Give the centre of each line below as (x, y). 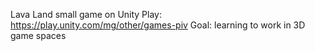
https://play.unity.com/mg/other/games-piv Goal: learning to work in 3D (158, 25)
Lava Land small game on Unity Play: (86, 14)
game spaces (38, 35)
